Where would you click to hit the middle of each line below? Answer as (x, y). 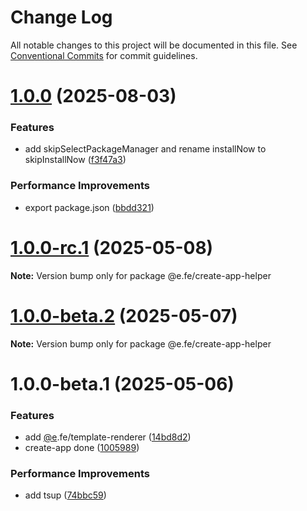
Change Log (61, 17)
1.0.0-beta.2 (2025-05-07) (124, 315)
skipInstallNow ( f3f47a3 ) (75, 160)
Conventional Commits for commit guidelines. (104, 55)
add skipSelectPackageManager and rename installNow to (145, 149)
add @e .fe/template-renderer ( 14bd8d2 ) (108, 437)
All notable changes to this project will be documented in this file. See (154, 45)
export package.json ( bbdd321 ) (89, 207)
